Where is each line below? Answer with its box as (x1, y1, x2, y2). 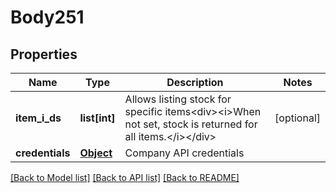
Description (166, 76, 224, 89)
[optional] (274, 111, 321, 125)
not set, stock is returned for (124, 117, 258, 131)
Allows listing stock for (124, 92, 232, 106)
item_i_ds (15, 111, 62, 125)
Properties (10, 46, 78, 63)
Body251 (10, 6, 85, 29)
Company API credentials (124, 146, 245, 160)
